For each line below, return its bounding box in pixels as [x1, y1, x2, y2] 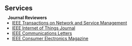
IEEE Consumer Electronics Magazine [11, 36, 88, 41]
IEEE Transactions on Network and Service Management [11, 20, 127, 25]
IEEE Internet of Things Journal [11, 25, 75, 31]
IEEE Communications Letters [11, 30, 72, 36]
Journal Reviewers [7, 15, 47, 21]
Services [4, 4, 33, 12]
